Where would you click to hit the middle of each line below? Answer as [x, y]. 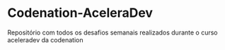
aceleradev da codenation [45, 39]
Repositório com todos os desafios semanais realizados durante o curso [112, 32]
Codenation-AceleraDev [80, 13]
